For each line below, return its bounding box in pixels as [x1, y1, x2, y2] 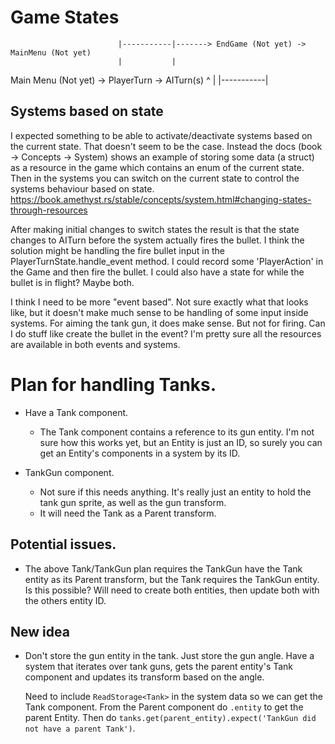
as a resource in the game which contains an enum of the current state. [10, 161, 305, 173]
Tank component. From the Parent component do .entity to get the [24, 701, 304, 713]
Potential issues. [10, 536, 117, 553]
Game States [10, 6, 120, 29]
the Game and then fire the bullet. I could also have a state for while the [10, 266, 305, 278]
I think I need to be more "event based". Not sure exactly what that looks [10, 296, 309, 308]
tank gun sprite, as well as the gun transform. [39, 496, 227, 508]
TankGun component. [24, 466, 115, 478]
